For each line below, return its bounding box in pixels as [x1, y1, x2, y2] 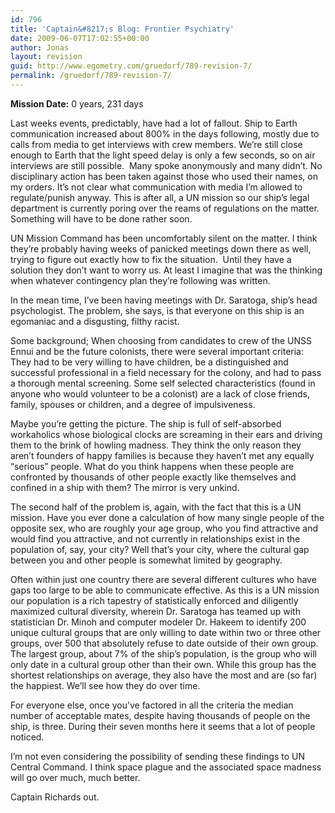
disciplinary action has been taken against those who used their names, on [10, 170, 319, 182]
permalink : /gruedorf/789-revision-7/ [10, 71, 172, 81]
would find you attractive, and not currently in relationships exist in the [10, 532, 301, 545]
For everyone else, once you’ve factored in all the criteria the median [10, 699, 294, 711]
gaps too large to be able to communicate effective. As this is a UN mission [10, 584, 320, 596]
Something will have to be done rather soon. [10, 212, 193, 225]
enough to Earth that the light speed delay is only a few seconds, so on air [10, 149, 316, 161]
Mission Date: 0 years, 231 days [10, 97, 144, 110]
